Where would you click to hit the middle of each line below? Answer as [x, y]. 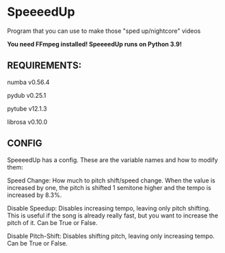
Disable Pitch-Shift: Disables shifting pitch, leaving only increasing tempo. [111, 236]
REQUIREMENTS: [44, 66]
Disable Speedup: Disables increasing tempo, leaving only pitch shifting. [109, 208]
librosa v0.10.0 [27, 122]
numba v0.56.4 [28, 82]
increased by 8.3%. [35, 195]
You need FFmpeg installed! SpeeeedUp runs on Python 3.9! [95, 44]
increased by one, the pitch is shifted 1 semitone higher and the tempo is [109, 187]
